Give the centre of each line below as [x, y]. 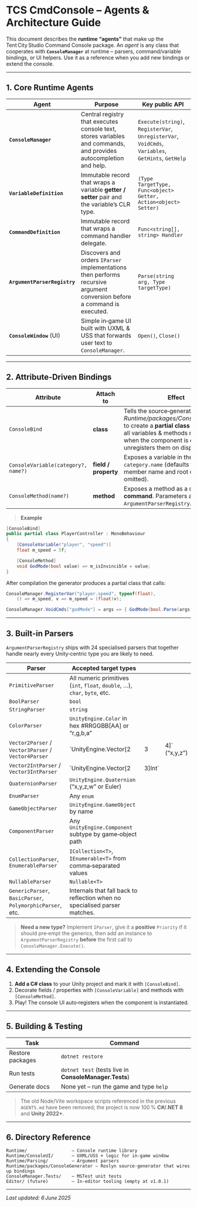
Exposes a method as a [156, 488]
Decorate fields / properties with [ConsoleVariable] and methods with [99, 990]
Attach [106, 393]
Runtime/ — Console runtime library [72, 1151]
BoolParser [24, 701]
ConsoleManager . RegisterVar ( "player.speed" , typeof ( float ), [81, 594]
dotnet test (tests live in [95, 1069]
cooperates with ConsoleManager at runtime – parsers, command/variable [94, 51]
